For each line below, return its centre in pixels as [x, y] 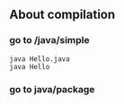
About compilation [62, 15]
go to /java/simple [49, 40]
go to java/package [52, 89]
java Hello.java [40, 59]
